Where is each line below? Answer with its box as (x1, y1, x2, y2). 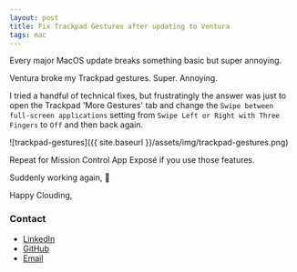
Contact (9, 213, 46, 226)
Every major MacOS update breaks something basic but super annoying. (9, 55, 282, 66)
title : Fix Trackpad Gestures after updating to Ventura (9, 22, 230, 31)
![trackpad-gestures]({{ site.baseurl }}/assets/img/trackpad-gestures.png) (9, 137, 289, 148)
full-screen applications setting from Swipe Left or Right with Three (9, 110, 281, 121)
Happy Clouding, (9, 190, 73, 201)
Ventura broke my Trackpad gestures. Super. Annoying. (9, 73, 219, 84)
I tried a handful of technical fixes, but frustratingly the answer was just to (9, 90, 287, 101)
